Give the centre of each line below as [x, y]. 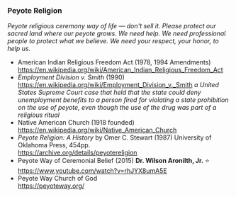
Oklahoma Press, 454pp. [54, 145]
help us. [19, 49]
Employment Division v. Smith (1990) [71, 77]
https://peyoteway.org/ [51, 186]
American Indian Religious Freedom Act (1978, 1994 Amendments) [114, 62]
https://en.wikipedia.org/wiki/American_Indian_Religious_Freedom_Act [120, 70]
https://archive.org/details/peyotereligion [77, 153]
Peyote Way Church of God [57, 179]
